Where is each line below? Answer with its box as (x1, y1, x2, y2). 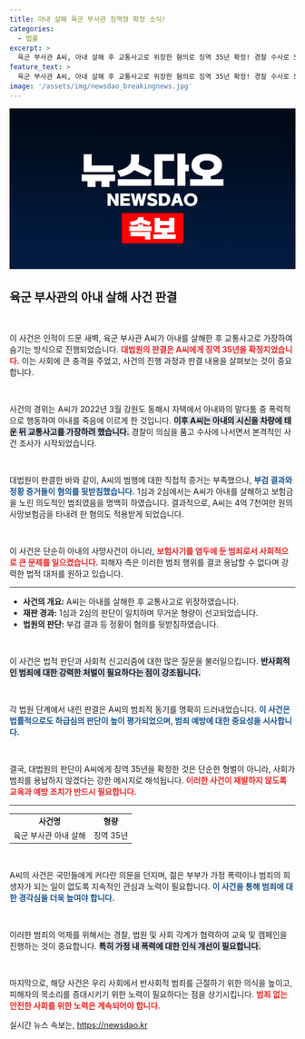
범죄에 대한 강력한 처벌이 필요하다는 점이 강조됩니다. (18, 668, 202, 678)
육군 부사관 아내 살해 (13, 830, 86, 841)
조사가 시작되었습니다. (18, 438, 97, 449)
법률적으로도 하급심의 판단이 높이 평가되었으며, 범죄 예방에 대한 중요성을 (9, 716, 261, 727)
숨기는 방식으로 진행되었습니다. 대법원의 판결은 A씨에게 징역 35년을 (9, 344, 247, 355)
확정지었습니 (248, 344, 293, 355)
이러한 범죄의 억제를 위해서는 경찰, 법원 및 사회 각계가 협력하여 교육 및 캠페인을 (9, 929, 288, 940)
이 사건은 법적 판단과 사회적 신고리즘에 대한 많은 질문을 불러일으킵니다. (9, 656, 259, 667)
